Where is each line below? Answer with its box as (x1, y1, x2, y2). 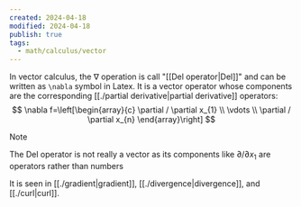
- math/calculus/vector (17, 47, 106, 56)
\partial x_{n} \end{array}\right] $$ (87, 114, 216, 125)
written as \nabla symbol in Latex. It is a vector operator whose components (9, 81, 293, 92)
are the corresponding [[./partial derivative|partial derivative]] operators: (9, 91, 278, 102)
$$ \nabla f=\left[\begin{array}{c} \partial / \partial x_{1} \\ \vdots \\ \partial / (12, 104, 291, 115)
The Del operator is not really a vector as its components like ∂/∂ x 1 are (9, 149, 271, 162)
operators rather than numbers (9, 160, 124, 171)
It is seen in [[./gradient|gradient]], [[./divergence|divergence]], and (9, 177, 260, 189)
